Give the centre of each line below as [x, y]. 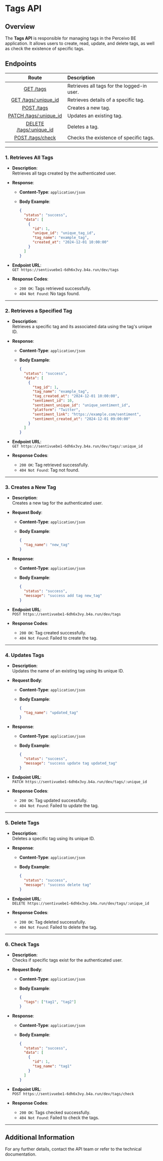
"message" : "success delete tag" [57, 885]
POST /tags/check [35, 138]
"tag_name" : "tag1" [52, 1066]
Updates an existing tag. [95, 116]
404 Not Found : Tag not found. [49, 470]
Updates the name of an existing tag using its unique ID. [68, 670]
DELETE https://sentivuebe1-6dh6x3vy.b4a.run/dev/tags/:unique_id [81, 903]
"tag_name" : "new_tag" [47, 545]
